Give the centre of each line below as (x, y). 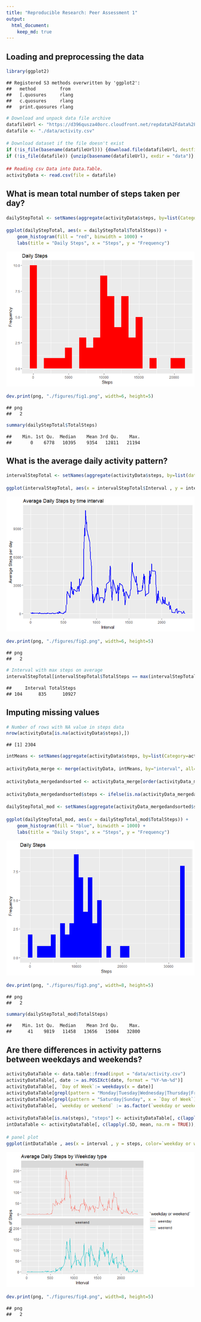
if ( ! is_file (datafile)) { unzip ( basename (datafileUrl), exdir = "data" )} (100, 156)
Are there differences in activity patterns (84, 1050)
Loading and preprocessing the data (75, 57)
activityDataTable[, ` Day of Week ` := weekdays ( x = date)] (80, 1087)
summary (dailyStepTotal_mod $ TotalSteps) (57, 1014)
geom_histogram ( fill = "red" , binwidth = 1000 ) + (80, 237)
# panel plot (22, 1137)
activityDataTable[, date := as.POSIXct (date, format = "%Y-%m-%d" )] (95, 1081)
